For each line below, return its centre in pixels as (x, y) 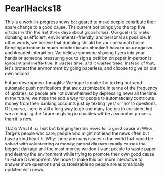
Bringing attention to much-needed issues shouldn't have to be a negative (79, 48)
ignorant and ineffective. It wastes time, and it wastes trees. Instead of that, (80, 63)
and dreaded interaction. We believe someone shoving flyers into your (75, 53)
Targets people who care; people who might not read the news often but (77, 133)
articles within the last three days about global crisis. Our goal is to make (77, 32)
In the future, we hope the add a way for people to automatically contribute (80, 98)
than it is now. (19, 119)
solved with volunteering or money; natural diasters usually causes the (75, 144)
